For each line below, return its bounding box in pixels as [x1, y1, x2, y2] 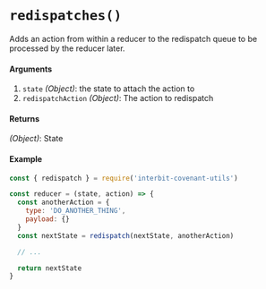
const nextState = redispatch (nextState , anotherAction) [17, 231, 235, 240]
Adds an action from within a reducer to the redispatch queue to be [9, 33, 258, 44]
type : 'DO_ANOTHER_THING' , [25, 207, 126, 216]
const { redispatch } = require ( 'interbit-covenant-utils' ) [9, 174, 239, 183]
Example [9, 153, 43, 164]
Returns [9, 113, 40, 123]
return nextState [17, 263, 82, 273]
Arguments [9, 64, 53, 74]
